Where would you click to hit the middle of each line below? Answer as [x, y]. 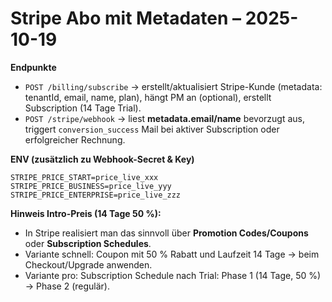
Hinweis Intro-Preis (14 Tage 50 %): [86, 213]
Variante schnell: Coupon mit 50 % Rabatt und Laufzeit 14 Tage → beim [172, 254]
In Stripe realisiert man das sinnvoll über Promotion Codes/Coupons [166, 233]
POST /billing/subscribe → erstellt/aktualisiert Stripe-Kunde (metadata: [173, 86]
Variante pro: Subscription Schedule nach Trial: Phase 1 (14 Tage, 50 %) [173, 275]
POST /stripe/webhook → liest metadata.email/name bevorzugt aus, [165, 118]
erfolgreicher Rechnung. [75, 139]
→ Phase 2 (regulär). [67, 286]
